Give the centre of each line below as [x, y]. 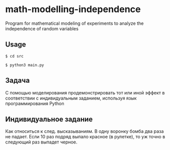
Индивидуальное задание [49, 119]
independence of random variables [42, 28]
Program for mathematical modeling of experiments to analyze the [74, 23]
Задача [18, 81]
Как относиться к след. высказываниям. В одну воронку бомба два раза [84, 131]
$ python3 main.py [25, 65]
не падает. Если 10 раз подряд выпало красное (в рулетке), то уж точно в [85, 137]
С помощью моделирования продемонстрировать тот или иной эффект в [85, 92]
